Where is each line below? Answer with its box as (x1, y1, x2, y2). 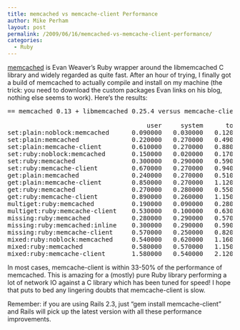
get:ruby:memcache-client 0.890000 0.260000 (7, 193, 204, 200)
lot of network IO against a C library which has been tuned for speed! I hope (7, 279, 231, 287)
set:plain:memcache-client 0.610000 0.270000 (7, 143, 204, 150)
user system (146, 122, 204, 129)
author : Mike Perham (7, 17, 69, 24)
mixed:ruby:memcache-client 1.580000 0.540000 (7, 250, 204, 257)
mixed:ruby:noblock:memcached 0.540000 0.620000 (7, 236, 204, 243)
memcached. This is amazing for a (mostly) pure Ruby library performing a (7, 271, 227, 279)
